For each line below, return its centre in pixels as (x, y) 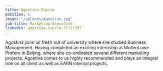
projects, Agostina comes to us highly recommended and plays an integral (82, 58)
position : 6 (17, 14)
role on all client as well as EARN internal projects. (57, 64)
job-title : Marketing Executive (39, 24)
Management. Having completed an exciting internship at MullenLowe (77, 48)
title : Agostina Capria (30, 10)
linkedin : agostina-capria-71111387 (43, 28)
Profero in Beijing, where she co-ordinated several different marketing (77, 53)
